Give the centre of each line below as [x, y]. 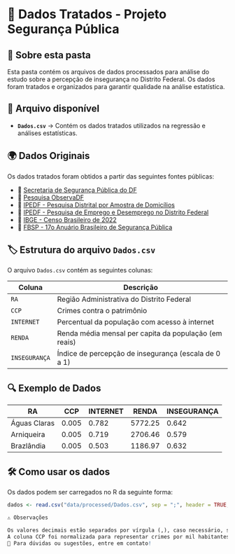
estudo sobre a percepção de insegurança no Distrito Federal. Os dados [111, 79]
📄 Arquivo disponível [54, 109]
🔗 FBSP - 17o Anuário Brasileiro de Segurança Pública [95, 227]
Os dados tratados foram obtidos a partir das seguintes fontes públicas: [111, 176]
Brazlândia [28, 446]
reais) [66, 342]
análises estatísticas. [48, 133]
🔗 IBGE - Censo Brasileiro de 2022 [67, 219]
